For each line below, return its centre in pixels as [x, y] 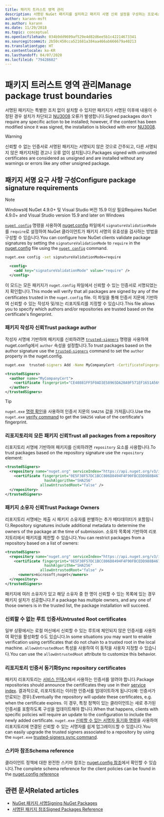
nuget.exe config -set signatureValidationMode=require [63, 257]
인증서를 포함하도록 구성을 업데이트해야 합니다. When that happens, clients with [82, 709]
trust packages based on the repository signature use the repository [74, 453]
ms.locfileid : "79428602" [31, 60]
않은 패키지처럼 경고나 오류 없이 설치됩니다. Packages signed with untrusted [83, 153]
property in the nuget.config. [34, 356]
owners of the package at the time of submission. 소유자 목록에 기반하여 [76, 531]
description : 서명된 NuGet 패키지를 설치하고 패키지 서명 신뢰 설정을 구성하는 [75, 14]
